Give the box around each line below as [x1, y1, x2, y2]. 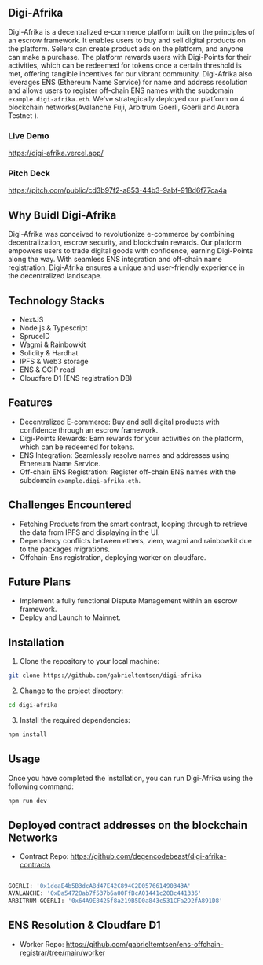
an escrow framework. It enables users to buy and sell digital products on [8, 35, 246, 45]
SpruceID [19, 332, 50, 341]
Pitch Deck [8, 168, 51, 179]
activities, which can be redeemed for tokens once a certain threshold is [8, 61, 242, 70]
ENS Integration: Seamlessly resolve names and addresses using [19, 450, 230, 459]
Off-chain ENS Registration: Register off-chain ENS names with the [19, 467, 236, 477]
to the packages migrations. [19, 544, 111, 554]
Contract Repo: [19, 852, 69, 861]
